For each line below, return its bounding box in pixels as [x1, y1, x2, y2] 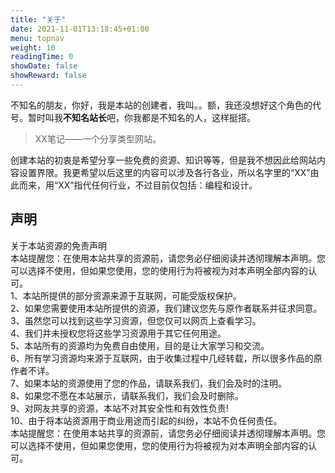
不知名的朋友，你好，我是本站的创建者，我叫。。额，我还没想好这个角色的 [10, 99, 313, 111]
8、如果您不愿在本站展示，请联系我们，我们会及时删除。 [10, 389, 244, 401]
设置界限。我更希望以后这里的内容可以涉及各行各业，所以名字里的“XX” [18, 166, 311, 178]
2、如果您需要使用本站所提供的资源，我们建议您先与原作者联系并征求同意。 [10, 302, 323, 314]
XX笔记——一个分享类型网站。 [34, 132, 162, 145]
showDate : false [10, 61, 78, 71]
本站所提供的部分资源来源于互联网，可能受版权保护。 [22, 289, 242, 301]
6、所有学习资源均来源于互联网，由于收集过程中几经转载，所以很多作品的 [10, 352, 314, 364]
